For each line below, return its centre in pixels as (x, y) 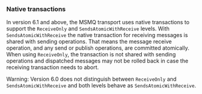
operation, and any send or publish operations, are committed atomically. (98, 48)
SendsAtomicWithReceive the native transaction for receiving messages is (97, 35)
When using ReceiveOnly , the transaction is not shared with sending (91, 55)
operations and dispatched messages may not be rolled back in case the (97, 61)
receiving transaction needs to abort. (53, 67)
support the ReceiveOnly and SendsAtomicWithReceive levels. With (88, 29)
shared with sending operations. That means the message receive (89, 42)
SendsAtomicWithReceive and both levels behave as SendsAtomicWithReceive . (101, 86)
